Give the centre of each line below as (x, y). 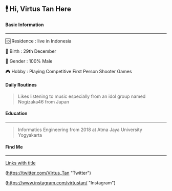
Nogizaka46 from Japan (44, 101)
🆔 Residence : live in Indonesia (38, 41)
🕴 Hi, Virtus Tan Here (38, 9)
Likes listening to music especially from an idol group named (82, 96)
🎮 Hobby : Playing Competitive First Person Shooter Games (69, 71)
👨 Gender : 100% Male (29, 61)
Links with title (20, 163)
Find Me (14, 147)
